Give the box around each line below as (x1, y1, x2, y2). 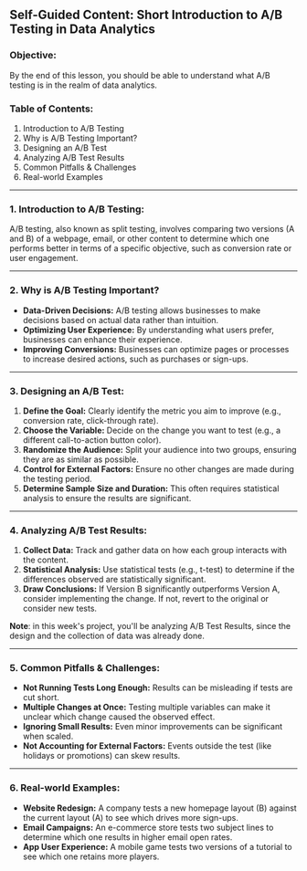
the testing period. (22, 473, 93, 484)
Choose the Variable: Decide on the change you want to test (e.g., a (22, 425, 281, 435)
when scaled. (22, 730, 74, 742)
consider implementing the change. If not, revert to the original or (22, 593, 270, 604)
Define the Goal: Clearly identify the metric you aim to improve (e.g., (22, 405, 281, 416)
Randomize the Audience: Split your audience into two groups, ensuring (22, 444, 297, 455)
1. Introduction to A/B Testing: (9, 203, 144, 215)
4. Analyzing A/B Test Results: (9, 524, 148, 537)
